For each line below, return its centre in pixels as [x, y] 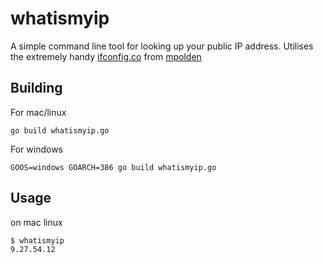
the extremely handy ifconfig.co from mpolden [106, 56]
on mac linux [36, 222]
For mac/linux [38, 112]
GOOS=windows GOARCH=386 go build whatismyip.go [113, 167]
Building [36, 88]
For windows [36, 149]
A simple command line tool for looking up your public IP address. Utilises [162, 46]
